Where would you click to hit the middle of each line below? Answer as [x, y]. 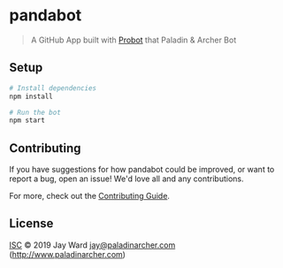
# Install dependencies [53, 88]
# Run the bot [35, 112]
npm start [27, 120]
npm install [31, 96]
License [31, 223]
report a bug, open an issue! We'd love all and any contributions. [127, 179]
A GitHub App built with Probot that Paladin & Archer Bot [134, 40]
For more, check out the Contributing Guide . [90, 196]
